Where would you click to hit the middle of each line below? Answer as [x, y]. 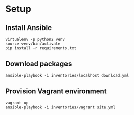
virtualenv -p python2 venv [35, 39]
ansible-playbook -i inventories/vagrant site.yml [60, 107]
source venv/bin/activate [33, 44]
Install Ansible [29, 28]
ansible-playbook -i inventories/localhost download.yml [67, 75]
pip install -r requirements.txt [41, 48]
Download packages [39, 64]
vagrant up [17, 103]
